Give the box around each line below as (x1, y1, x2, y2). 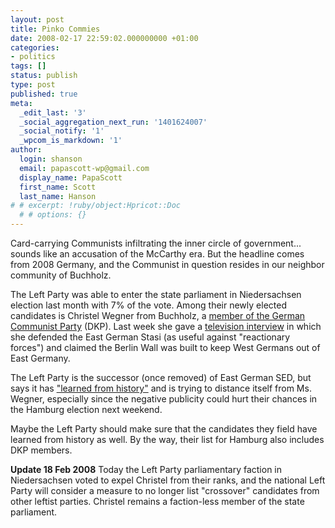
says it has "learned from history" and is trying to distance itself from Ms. (10, 382, 312, 394)
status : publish (10, 71, 78, 81)
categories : (10, 42, 60, 53)
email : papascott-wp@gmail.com (19, 163, 150, 173)
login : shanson (19, 154, 83, 164)
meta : (10, 98, 33, 108)
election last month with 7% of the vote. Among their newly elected (10, 299, 287, 311)
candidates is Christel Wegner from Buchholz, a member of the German (10, 310, 306, 321)
